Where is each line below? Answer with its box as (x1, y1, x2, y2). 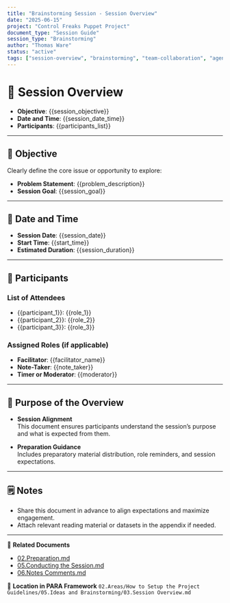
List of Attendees (7, 293, 66, 302)
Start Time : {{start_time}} (16, 238, 90, 247)
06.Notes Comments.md (16, 568, 87, 577)
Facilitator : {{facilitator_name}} (16, 356, 105, 364)
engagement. (16, 513, 55, 522)
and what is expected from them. (16, 430, 111, 438)
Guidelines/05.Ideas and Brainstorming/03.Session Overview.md (7, 589, 192, 596)
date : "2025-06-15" (7, 16, 63, 23)
